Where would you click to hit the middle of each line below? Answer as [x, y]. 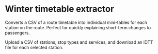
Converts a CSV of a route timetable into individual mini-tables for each [76, 22]
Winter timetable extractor [60, 9]
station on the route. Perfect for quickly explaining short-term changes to [78, 27]
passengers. [17, 33]
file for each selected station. [34, 47]
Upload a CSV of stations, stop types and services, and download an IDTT [79, 42]
